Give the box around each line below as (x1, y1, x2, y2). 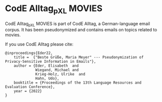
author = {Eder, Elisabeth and (14, 63, 79, 68)
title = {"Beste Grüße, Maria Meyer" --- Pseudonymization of (14, 55, 144, 60)
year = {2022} (14, 89, 42, 94)
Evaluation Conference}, (5, 85, 55, 89)
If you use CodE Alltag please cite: (5, 42, 74, 47)
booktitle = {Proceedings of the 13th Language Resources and (14, 80, 142, 85)
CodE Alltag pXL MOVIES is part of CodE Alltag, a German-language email (5, 20, 150, 28)
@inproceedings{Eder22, (5, 51, 53, 56)
